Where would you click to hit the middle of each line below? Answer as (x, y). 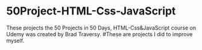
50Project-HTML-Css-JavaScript (91, 11)
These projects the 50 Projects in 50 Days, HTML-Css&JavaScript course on (101, 28)
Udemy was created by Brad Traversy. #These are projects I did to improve (99, 34)
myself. (15, 40)
